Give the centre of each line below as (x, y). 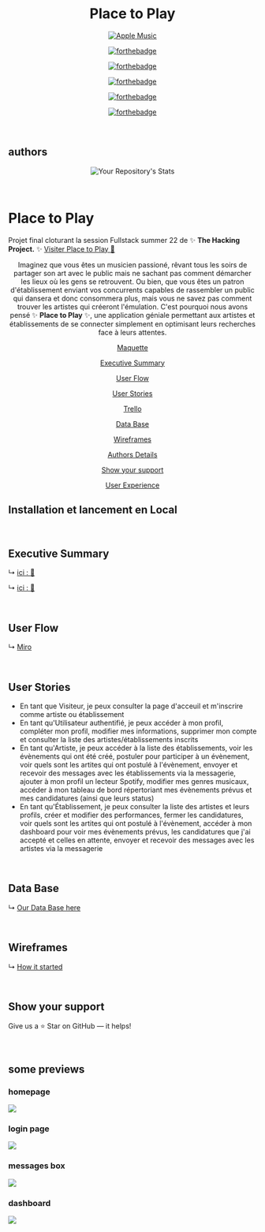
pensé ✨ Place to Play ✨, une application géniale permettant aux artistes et (132, 315)
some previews (47, 1069)
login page (29, 1129)
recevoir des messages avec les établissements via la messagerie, (128, 773)
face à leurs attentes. (132, 332)
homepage (29, 1092)
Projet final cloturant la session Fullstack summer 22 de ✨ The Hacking (124, 240)
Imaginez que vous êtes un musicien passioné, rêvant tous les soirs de (132, 264)
